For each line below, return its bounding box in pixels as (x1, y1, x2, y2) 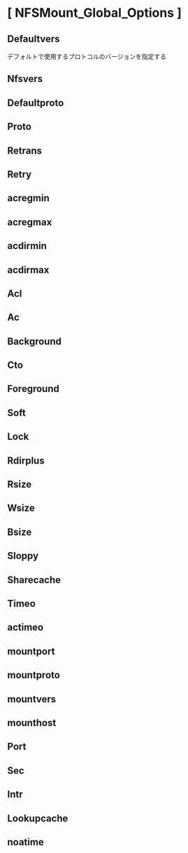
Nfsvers (7, 73, 43, 85)
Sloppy (7, 550, 39, 562)
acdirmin (7, 240, 48, 252)
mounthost (7, 717, 57, 729)
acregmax (7, 216, 52, 228)
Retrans (7, 145, 43, 156)
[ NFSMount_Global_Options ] (7, 5, 182, 21)
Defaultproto (7, 97, 64, 109)
